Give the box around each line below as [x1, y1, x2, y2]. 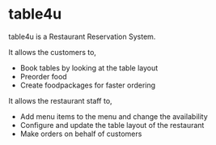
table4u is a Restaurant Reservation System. [8, 32, 156, 41]
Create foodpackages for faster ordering [19, 80, 156, 90]
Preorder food [19, 71, 67, 81]
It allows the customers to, [8, 47, 97, 57]
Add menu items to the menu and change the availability [19, 111, 208, 122]
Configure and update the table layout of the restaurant [19, 120, 205, 130]
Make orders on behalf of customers [19, 129, 142, 139]
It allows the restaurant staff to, [8, 96, 112, 105]
